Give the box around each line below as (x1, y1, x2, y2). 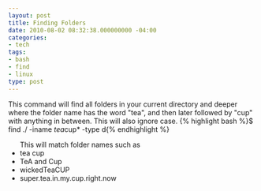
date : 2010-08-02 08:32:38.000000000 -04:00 (8, 26, 157, 34)
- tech (8, 41, 30, 49)
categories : (8, 33, 47, 42)
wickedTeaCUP (19, 165, 70, 174)
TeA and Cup (19, 156, 62, 166)
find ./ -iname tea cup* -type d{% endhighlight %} (8, 124, 170, 134)
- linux (8, 70, 34, 78)
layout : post (8, 11, 51, 20)
